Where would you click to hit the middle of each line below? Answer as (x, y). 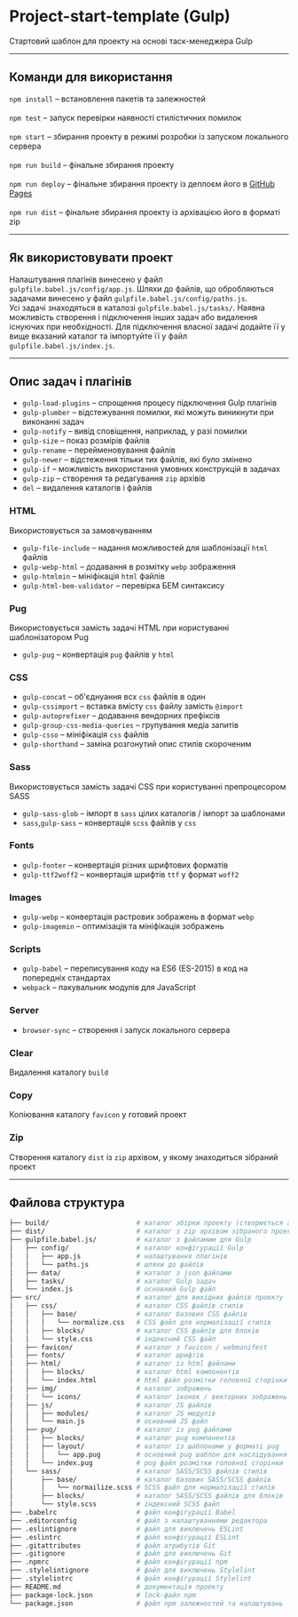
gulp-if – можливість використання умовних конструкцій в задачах (151, 469)
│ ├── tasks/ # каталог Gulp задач (113, 1281)
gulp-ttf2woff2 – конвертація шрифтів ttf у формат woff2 (130, 874)
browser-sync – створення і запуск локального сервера (126, 1029)
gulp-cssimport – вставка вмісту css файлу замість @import (133, 706)
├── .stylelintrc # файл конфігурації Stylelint (130, 1579)
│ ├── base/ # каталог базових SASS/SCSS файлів (141, 1479)
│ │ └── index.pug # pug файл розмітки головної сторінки (146, 1463)
